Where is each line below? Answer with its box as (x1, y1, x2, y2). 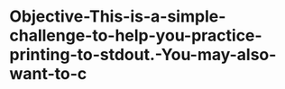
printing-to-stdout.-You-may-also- (9, 45, 277, 65)
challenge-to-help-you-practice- (9, 25, 263, 46)
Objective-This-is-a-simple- (9, 6, 226, 27)
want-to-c (9, 64, 87, 85)
